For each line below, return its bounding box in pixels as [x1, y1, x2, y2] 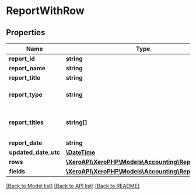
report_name [9, 64, 45, 72]
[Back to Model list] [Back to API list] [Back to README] [6, 183, 140, 189]
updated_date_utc [9, 148, 60, 156]
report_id [9, 54, 35, 63]
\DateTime [65, 148, 96, 156]
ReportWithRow [6, 4, 85, 18]
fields [9, 167, 25, 175]
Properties [6, 28, 45, 37]
